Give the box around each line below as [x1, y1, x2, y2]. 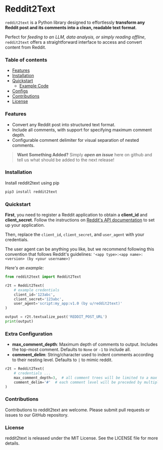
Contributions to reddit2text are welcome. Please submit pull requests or [5, 407, 150, 413]
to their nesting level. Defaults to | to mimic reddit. [12, 357, 113, 363]
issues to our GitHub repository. [5, 412, 69, 418]
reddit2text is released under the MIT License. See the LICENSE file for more [5, 435, 158, 441]
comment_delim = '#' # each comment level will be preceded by [14, 380, 142, 384]
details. [5, 440, 20, 446]
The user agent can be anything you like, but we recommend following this [5, 246, 154, 252]
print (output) [5, 319, 34, 324]
